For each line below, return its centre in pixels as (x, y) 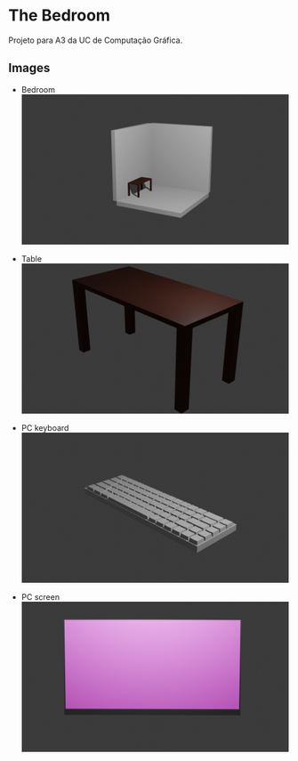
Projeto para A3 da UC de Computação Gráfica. (96, 40)
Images (29, 68)
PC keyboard (45, 427)
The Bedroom (59, 16)
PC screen (40, 597)
